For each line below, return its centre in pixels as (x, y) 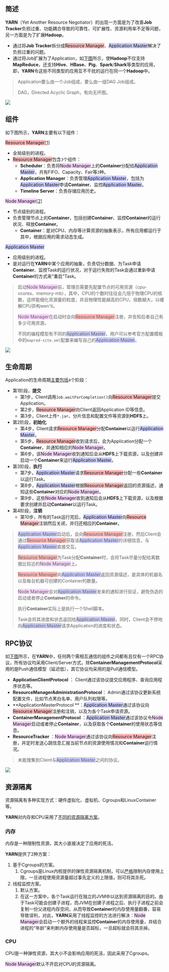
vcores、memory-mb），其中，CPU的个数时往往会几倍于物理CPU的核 (90, 293)
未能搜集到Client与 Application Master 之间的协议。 (70, 760)
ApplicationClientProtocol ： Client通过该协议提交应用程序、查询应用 (85, 680)
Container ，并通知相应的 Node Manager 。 (64, 448)
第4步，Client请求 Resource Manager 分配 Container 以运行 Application (92, 429)
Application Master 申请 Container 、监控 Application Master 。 (83, 184)
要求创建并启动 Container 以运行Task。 (60, 504)
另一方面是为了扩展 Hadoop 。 (36, 35)
